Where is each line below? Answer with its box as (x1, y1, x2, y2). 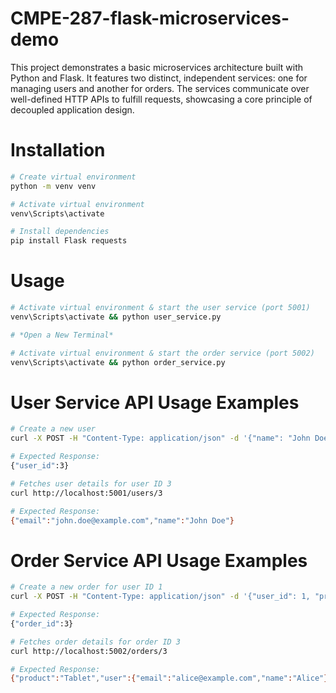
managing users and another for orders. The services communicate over (10, 82, 310, 94)
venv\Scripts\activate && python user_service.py (10, 312, 222, 322)
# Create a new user (10, 424, 97, 434)
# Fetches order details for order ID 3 (10, 637, 182, 647)
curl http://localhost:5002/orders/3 (10, 646, 168, 656)
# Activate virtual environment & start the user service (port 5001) (10, 303, 311, 313)
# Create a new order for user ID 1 (10, 582, 163, 592)
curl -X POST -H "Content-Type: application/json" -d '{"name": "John (10, 433, 311, 444)
